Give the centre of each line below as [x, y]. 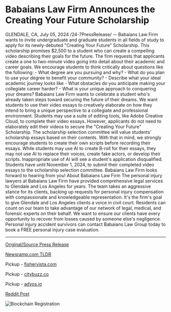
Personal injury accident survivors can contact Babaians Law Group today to [85, 224]
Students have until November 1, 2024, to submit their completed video [80, 164]
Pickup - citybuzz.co [27, 274]
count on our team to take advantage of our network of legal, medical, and [83, 208]
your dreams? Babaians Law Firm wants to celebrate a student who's [78, 94]
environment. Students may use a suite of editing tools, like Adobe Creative [84, 115]
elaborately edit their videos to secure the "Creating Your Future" [73, 127]
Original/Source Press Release [37, 244]
